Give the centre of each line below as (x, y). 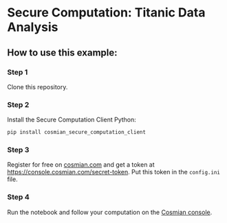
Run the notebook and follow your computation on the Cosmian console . (110, 212)
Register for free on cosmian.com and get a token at (81, 165)
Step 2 (18, 104)
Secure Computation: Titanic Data (106, 13)
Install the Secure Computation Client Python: (72, 120)
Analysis (33, 27)
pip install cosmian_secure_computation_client (77, 132)
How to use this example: (63, 52)
